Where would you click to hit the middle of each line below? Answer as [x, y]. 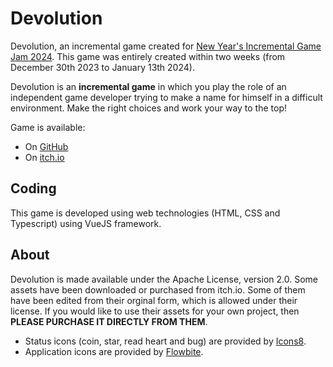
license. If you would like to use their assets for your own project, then [155, 311]
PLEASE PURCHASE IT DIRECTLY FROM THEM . [109, 321]
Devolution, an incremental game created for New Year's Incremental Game [166, 46]
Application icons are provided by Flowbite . [114, 351]
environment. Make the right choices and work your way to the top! [149, 108]
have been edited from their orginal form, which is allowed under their [154, 300]
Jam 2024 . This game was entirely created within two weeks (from [148, 56]
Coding [33, 188]
